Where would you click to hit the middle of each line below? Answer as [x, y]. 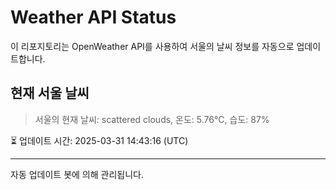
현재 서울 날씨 [50, 93]
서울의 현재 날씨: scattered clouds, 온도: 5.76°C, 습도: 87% [152, 119]
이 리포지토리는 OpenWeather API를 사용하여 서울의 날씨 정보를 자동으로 [152, 46]
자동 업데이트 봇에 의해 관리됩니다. [77, 174]
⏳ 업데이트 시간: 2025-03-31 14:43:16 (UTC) [99, 140]
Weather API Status [93, 17]
